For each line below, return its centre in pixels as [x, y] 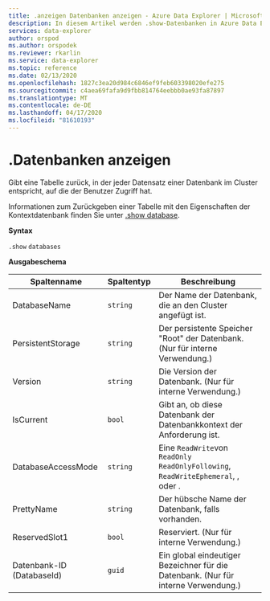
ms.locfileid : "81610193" [51, 121]
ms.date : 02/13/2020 [43, 76]
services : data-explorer [50, 31]
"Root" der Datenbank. [201, 338]
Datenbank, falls [189, 509]
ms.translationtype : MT [48, 98]
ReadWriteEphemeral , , [199, 476]
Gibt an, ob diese [190, 404]
